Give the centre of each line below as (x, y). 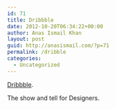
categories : (24, 59)
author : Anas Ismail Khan (44, 33)
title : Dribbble (30, 20)
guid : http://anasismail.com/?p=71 (58, 46)
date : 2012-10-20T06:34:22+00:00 (55, 26)
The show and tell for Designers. (54, 98)
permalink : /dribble (37, 52)
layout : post (26, 39)
